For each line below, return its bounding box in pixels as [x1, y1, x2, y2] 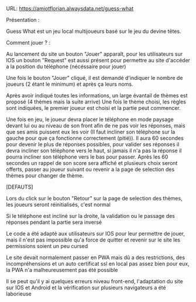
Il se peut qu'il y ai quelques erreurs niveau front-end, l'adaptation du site [6, 278, 183, 284]
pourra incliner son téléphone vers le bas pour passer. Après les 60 [6, 153, 169, 160]
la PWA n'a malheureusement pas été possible [6, 267, 118, 273]
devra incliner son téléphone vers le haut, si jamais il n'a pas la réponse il [6, 147, 182, 154]
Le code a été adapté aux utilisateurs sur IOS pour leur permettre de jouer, [6, 230, 185, 237]
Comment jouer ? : [6, 39, 51, 46]
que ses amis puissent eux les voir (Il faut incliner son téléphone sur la [6, 129, 176, 135]
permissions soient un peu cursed [6, 243, 88, 249]
